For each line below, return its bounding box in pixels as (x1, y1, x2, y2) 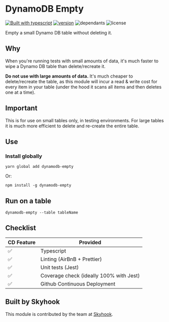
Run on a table (5, 196, 52, 205)
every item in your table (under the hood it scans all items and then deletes (5, 84, 162, 90)
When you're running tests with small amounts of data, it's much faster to (5, 58, 159, 64)
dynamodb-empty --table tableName (5, 210, 79, 216)
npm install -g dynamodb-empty (5, 183, 72, 188)
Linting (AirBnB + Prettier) (40, 256, 103, 263)
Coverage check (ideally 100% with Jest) (40, 272, 140, 279)
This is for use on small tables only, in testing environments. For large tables (5, 117, 164, 123)
